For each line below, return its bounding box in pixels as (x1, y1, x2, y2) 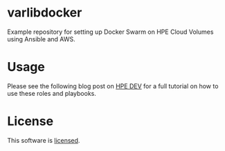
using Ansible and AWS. (7, 34, 75, 43)
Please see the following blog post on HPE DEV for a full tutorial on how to (7, 81, 219, 90)
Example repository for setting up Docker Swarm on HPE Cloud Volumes (7, 28, 214, 36)
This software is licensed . (7, 136, 80, 144)
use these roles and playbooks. (7, 89, 97, 97)
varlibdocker (7, 5, 82, 21)
